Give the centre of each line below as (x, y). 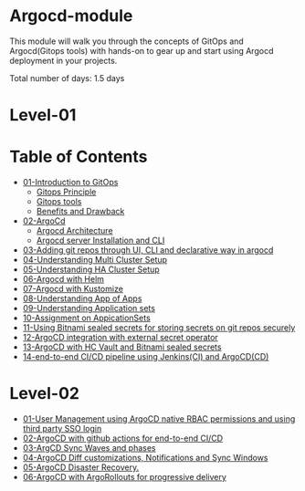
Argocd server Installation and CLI (100, 240)
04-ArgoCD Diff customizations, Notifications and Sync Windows (145, 458)
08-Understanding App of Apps (82, 298)
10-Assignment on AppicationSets (86, 318)
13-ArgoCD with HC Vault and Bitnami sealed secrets (122, 347)
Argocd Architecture (74, 231)
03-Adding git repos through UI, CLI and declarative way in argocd (148, 250)
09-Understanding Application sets (89, 308)
